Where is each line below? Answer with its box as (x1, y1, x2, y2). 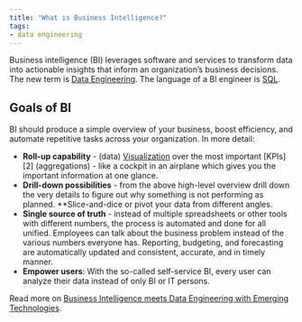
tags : (9, 22, 30, 31)
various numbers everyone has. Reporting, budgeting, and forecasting (22, 237, 284, 248)
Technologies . (9, 303, 62, 314)
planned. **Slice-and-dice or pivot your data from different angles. (22, 199, 273, 210)
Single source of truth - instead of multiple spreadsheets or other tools (22, 208, 288, 219)
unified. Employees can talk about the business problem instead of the (22, 227, 285, 239)
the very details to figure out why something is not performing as (22, 189, 264, 200)
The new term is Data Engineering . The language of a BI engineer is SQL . (9, 74, 281, 85)
